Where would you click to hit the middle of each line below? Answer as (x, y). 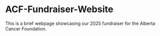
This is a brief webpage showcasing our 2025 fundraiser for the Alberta (80, 23)
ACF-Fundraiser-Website (59, 9)
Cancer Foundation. (26, 28)
